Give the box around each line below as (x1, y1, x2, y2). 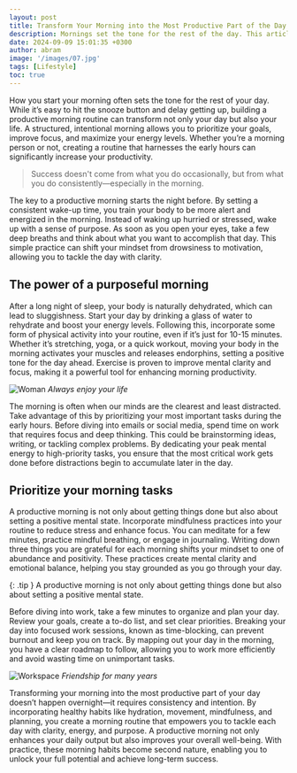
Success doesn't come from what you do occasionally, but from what (30, 168, 285, 179)
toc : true (9, 71, 46, 80)
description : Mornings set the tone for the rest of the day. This (9, 29, 263, 38)
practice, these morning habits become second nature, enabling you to (9, 745, 268, 755)
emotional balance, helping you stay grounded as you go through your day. (9, 563, 283, 574)
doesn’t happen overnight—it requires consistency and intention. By (9, 697, 256, 708)
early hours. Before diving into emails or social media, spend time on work (9, 420, 279, 430)
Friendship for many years (61, 670, 157, 682)
